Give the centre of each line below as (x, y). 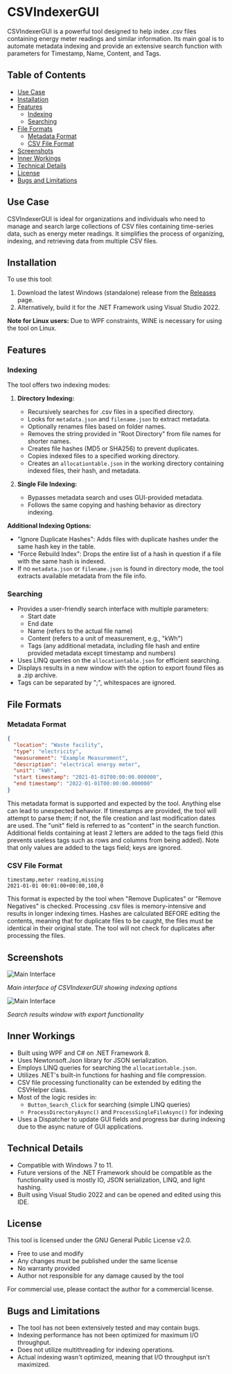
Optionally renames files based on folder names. (97, 426)
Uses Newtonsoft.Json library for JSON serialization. (92, 1060)
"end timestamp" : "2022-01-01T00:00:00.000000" (83, 784)
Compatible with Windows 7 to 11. (65, 1165)
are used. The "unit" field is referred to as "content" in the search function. (114, 825)
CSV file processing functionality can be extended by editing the (109, 1082)
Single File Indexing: (47, 484)
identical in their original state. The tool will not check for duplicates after (111, 928)
